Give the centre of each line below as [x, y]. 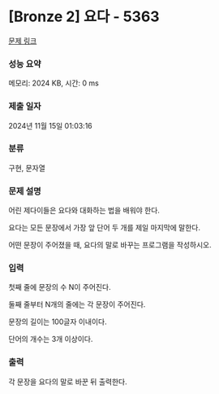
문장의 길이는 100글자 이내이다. [58, 322]
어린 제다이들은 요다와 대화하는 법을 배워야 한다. [84, 210]
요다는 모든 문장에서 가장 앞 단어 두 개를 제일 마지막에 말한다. [105, 228]
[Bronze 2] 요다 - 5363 [84, 17]
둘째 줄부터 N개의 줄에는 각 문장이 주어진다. [77, 304]
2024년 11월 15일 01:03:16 [51, 125]
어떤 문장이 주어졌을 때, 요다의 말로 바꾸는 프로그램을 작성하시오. [110, 245]
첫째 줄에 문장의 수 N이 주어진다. [60, 287]
